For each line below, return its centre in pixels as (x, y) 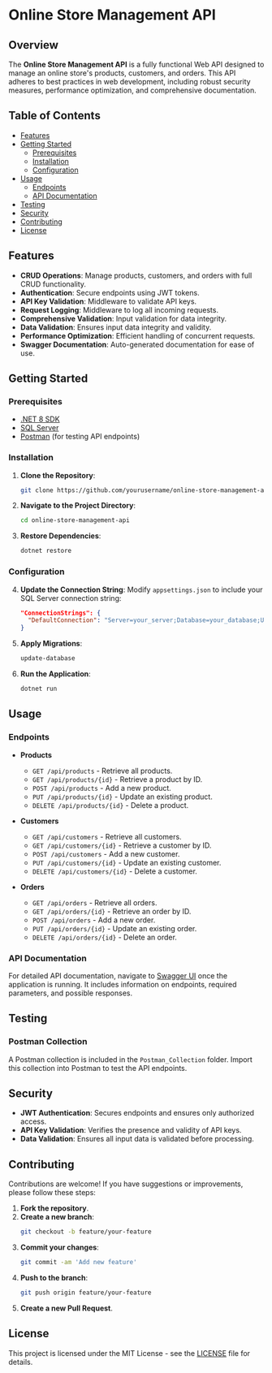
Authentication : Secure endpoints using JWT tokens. (110, 292)
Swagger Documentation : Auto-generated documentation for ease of (137, 344)
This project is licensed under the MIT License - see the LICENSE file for (129, 1353)
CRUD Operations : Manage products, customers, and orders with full (136, 275)
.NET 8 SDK (40, 419)
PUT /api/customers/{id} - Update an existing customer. (127, 862)
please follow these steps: (52, 1193)
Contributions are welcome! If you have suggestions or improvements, (126, 1184)
